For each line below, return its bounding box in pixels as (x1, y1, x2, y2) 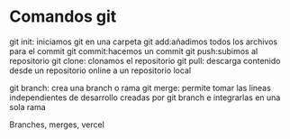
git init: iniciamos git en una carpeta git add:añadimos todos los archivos (9, 36, 277, 47)
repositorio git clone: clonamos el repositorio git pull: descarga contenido (9, 55, 281, 66)
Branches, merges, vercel (9, 119, 105, 130)
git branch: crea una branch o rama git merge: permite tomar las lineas (9, 82, 272, 93)
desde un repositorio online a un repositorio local (9, 65, 192, 76)
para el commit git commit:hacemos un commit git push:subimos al (9, 45, 258, 56)
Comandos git (9, 6, 117, 27)
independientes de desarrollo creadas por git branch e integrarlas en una (9, 92, 281, 103)
